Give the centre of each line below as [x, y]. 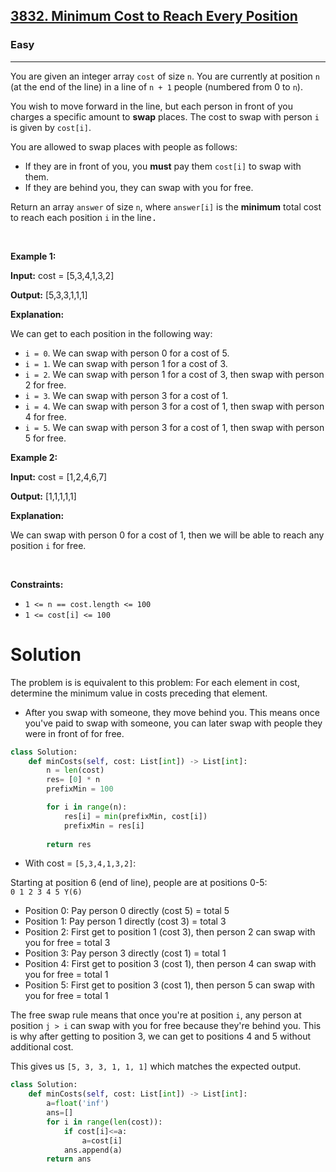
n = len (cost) [75, 770]
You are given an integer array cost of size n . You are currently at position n [165, 76]
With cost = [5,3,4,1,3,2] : [80, 863]
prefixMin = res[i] [104, 825]
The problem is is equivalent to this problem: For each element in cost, [155, 682]
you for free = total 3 [67, 943]
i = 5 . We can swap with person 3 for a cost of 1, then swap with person [174, 427]
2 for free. [45, 385]
